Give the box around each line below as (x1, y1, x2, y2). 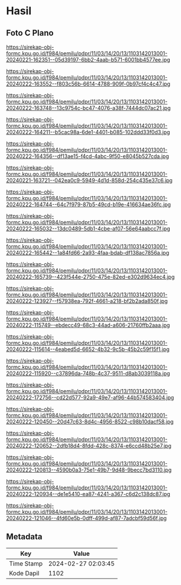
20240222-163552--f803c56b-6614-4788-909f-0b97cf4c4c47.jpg (6, 80, 170, 87)
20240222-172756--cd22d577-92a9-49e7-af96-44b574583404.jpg (6, 394, 174, 401)
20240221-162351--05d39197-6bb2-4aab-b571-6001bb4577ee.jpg (6, 56, 170, 63)
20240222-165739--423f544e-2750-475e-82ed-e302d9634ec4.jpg (6, 273, 175, 280)
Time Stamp (9, 559, 43, 568)
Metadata (6, 532, 43, 542)
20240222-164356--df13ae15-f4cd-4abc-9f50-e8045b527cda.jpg (6, 153, 170, 160)
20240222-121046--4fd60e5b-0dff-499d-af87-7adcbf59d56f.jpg (6, 515, 167, 521)
